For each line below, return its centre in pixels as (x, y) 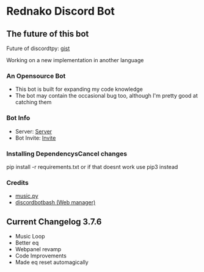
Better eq (27, 243)
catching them (33, 102)
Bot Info (18, 118)
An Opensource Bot (36, 76)
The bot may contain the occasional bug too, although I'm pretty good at (107, 96)
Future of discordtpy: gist (38, 48)
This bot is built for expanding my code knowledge (79, 89)
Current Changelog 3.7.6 (54, 222)
